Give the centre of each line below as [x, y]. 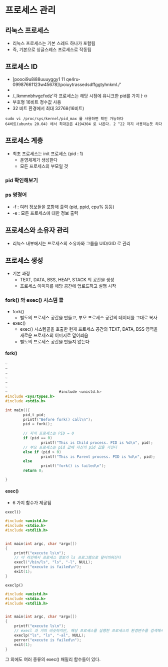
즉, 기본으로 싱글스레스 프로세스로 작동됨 [52, 50]
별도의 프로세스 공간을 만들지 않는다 [55, 341]
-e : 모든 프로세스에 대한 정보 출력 [45, 213]
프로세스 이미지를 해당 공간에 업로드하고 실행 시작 [68, 286]
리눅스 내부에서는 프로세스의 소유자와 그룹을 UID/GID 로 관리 [71, 243]
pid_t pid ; [34, 415]
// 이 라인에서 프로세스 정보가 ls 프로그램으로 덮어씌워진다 [67, 558]
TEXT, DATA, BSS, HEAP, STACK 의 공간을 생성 [67, 280]
